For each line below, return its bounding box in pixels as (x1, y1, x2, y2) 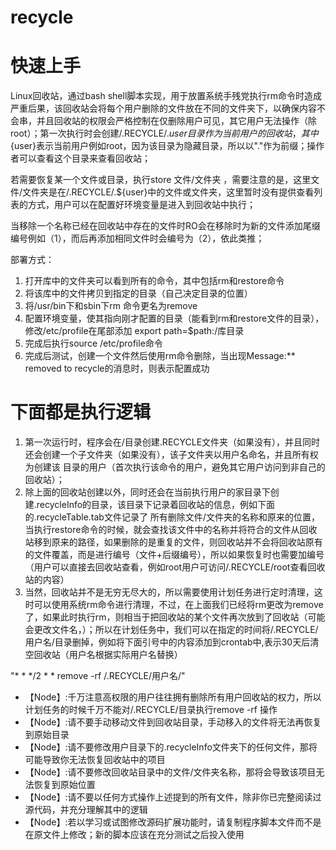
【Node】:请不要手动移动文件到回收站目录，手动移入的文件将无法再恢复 (24, 716, 322, 728)
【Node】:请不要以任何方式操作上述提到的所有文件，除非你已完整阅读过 (24, 791, 322, 803)
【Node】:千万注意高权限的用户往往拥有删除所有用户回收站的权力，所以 (24, 691, 322, 703)
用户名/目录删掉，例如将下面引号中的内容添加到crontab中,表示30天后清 (24, 636, 320, 648)
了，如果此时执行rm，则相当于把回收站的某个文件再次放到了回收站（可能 (24, 611, 326, 623)
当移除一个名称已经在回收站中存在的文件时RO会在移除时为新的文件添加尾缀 (10, 220, 321, 232)
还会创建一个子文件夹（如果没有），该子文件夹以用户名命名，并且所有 (24, 449, 310, 461)
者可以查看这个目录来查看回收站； (10, 152, 151, 165)
